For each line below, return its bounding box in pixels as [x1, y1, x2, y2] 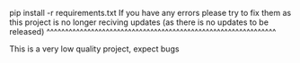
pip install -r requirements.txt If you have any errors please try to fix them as [9, 8, 292, 18]
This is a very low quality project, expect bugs [9, 43, 180, 54]
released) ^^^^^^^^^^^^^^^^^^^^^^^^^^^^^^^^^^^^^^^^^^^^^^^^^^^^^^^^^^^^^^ [9, 27, 277, 36]
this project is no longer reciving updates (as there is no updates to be [9, 17, 269, 28]
